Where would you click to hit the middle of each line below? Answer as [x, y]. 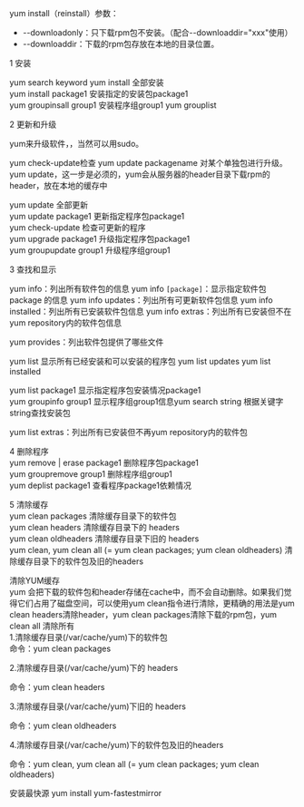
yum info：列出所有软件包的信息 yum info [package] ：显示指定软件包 [138, 289]
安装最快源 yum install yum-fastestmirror [86, 793]
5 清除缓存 [29, 505]
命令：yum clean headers [57, 687]
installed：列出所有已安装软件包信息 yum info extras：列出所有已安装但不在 [151, 311]
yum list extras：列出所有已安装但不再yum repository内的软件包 [128, 432]
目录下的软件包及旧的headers [88, 561]
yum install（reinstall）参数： [64, 13]
